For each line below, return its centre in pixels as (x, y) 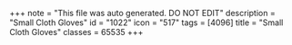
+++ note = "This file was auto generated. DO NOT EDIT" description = (142, 13)
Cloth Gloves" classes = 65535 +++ (76, 32)
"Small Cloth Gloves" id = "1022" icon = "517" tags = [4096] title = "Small (146, 22)
